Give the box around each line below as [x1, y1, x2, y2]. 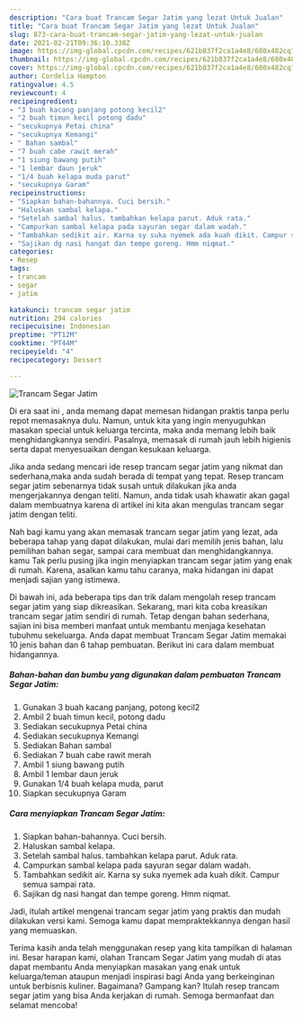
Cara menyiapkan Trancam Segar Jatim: [9, 808, 165, 819]
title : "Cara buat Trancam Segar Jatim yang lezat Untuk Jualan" [9, 22, 259, 31]
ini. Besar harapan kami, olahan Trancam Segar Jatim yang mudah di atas [9, 951, 281, 962]
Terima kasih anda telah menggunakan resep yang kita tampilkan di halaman [9, 942, 292, 953]
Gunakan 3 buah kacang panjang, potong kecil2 [22, 701, 200, 712]
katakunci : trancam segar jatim [9, 305, 130, 315]
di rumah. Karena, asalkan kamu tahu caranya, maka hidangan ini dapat [9, 564, 274, 576]
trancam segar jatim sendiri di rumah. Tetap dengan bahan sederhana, [9, 611, 270, 621]
